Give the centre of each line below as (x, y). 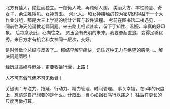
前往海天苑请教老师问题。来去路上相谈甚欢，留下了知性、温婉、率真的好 (85, 26)
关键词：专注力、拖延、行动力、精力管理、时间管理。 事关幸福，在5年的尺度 (85, 88)
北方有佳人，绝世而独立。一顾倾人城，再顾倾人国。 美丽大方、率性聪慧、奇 (84, 7)
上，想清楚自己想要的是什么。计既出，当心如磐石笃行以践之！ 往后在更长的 (84, 95)
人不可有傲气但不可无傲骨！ (34, 78)
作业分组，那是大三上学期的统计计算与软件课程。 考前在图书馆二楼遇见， (81, 20)
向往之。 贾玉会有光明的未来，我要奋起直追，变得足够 (103, 33)
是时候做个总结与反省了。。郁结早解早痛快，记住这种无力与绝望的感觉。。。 (82, 50)
